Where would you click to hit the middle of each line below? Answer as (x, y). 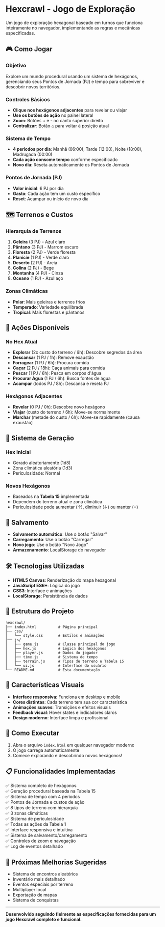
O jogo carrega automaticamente (46, 750)
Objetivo (16, 66)
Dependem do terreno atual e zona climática (57, 502)
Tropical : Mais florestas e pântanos (48, 312)
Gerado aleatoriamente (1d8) (41, 463)
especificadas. (21, 33)
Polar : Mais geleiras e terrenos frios (49, 302)
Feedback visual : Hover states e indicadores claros (65, 712)
